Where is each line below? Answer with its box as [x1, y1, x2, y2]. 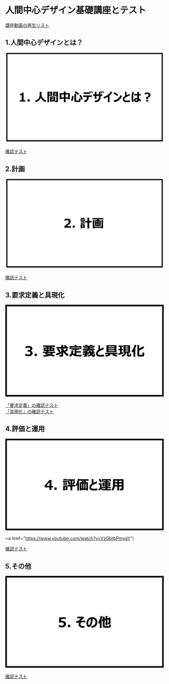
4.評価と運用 [5, 425, 45, 433]
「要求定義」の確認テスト [5, 402, 58, 408]
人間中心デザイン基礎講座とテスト [5, 5, 147, 16]
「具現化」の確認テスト [5, 408, 54, 414]
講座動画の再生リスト [5, 22, 49, 28]
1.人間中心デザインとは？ [5, 38, 83, 47]
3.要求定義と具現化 [5, 290, 65, 299]
